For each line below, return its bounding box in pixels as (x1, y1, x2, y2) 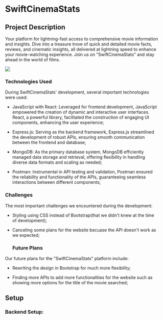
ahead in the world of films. (5, 57, 60, 62)
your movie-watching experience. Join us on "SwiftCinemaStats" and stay (5, 51, 155, 57)
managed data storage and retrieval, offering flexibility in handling (12, 154, 145, 160)
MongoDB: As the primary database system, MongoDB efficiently (12, 149, 144, 155)
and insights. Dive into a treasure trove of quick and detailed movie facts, (5, 41, 153, 47)
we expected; (12, 232, 40, 238)
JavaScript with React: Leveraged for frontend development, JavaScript (12, 104, 157, 110)
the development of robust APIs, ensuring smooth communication (12, 134, 145, 140)
